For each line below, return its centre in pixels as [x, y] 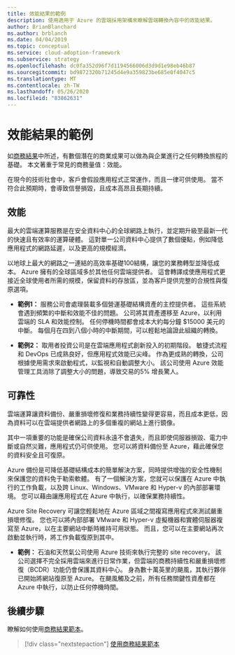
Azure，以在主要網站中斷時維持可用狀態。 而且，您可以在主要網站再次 [122, 528]
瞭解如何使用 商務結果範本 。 [47, 629]
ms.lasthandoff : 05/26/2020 [48, 92]
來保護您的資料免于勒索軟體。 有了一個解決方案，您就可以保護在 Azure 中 [113, 478]
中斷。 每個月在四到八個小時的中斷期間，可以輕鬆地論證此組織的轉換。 [119, 330]
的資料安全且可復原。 [38, 455]
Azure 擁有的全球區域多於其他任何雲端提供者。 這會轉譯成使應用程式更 [123, 272]
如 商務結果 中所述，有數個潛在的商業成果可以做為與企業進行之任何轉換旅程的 [117, 155]
